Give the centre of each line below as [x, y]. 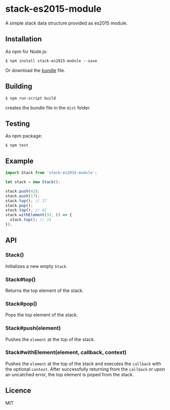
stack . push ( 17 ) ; [23, 196]
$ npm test [17, 145]
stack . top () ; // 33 [31, 220]
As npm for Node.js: [26, 51]
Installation [24, 39]
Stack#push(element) [33, 328]
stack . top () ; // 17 [26, 201]
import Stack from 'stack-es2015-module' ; [51, 173]
